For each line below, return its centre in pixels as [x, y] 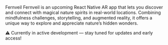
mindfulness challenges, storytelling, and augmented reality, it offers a [79, 18]
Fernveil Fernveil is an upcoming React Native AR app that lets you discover [84, 7]
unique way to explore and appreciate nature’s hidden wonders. [72, 23]
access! [13, 38]
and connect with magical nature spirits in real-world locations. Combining [83, 12]
